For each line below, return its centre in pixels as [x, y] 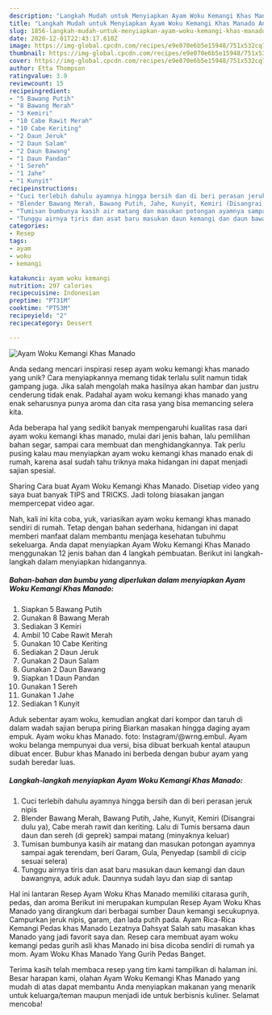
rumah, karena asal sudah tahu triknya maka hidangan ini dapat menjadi [129, 462]
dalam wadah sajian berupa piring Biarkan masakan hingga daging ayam [130, 728]
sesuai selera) [44, 861]
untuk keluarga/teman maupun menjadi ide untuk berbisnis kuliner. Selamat [134, 995]
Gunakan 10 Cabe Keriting [64, 644]
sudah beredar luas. [42, 762]
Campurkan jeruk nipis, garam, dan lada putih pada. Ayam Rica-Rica [123, 919]
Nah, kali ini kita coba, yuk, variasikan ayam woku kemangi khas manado [130, 518]
